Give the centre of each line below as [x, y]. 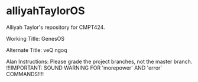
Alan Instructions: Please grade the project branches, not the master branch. [99, 61]
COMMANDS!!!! [25, 74]
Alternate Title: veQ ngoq [37, 50]
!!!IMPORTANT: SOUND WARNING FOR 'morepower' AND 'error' [84, 68]
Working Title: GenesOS [35, 38]
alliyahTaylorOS [46, 11]
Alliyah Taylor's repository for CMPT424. [56, 27]
